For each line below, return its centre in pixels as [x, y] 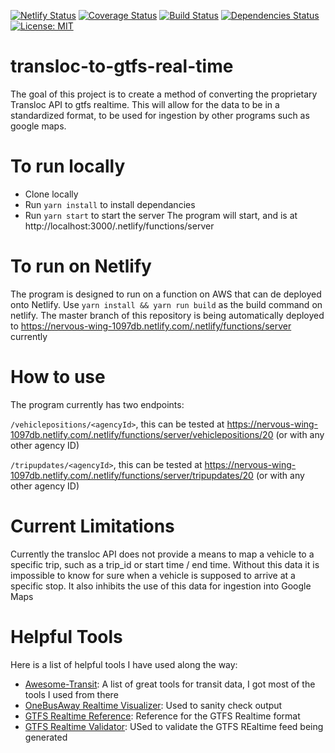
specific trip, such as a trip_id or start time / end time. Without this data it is [165, 564]
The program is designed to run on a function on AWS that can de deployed [166, 294]
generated [46, 737]
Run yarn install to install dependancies [110, 204]
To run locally [68, 166]
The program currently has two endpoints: [97, 404]
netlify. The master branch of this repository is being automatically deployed [167, 315]
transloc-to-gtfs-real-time [122, 66]
